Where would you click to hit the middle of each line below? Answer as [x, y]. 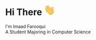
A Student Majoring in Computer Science [48, 32]
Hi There [24, 12]
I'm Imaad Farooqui [25, 27]
